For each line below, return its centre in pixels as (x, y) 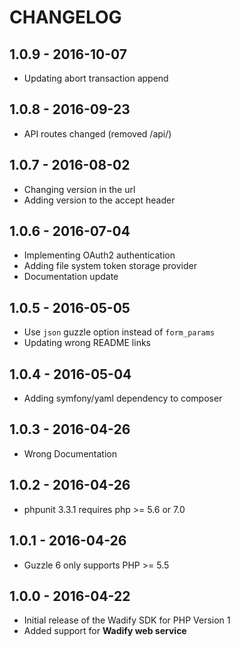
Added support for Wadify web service (105, 631)
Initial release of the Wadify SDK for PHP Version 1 (127, 620)
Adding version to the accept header (99, 200)
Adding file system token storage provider (110, 266)
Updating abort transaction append (96, 78)
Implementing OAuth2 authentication (99, 255)
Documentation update (71, 277)
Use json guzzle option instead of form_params (119, 332)
